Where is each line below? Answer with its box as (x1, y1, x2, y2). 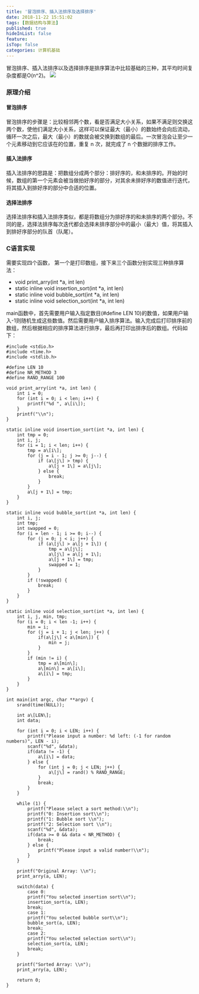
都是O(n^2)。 (16, 72, 49, 79)
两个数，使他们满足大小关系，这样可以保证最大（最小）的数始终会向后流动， (6, 125, 193, 132)
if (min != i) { (27, 655, 68, 661)
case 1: (27, 909, 46, 916)
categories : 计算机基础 (6, 47, 60, 53)
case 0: (27, 888, 46, 895)
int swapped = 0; (17, 525, 60, 531)
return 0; (17, 977, 41, 983)
